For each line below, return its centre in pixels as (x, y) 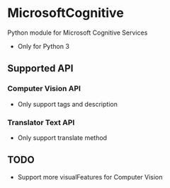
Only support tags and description (68, 104)
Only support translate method (62, 137)
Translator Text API (41, 122)
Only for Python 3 (43, 46)
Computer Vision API (44, 88)
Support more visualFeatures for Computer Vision (90, 177)
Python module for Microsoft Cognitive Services (78, 33)
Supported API (40, 69)
